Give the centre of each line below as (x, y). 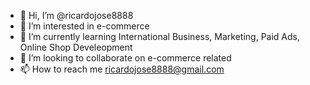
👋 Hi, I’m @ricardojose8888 (76, 15)
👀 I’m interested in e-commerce (84, 26)
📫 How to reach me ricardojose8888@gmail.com (122, 69)
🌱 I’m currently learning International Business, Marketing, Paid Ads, (159, 36)
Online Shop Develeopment (76, 47)
